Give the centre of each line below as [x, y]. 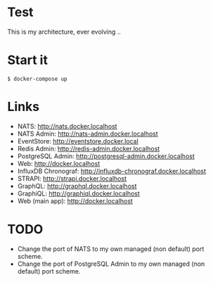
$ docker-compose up [38, 79]
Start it [27, 60]
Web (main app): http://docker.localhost [75, 200]
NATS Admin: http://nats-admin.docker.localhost [88, 134]
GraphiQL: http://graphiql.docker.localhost [79, 193]
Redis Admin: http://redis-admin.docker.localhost [89, 148]
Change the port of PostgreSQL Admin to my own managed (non [111, 264]
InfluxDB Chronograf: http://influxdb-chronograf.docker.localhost [111, 171]
